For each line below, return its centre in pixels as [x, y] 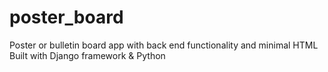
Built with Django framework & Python [87, 55]
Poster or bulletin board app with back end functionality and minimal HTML [164, 45]
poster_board [66, 17]
